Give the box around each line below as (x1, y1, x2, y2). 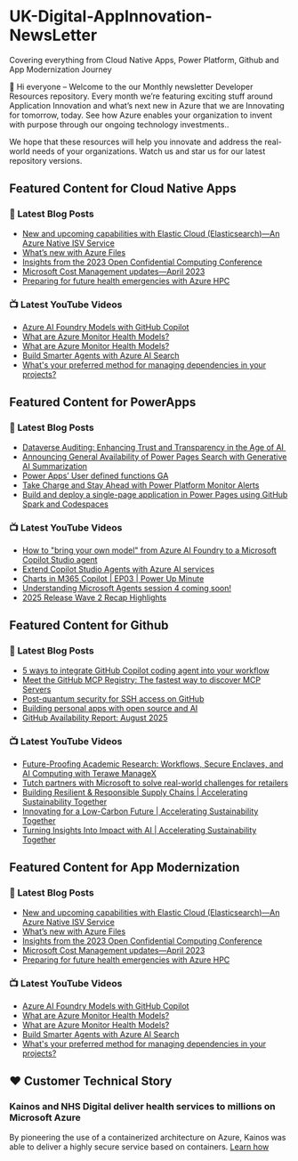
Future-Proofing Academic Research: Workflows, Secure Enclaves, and (21, 759, 284, 769)
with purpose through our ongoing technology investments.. (9, 118, 230, 130)
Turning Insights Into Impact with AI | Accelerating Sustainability (21, 824, 257, 835)
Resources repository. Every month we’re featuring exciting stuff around (9, 91, 273, 101)
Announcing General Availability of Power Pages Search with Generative (21, 451, 287, 462)
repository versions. (9, 155, 83, 166)
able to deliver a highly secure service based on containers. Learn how (9, 1141, 270, 1152)
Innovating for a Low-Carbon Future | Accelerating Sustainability (21, 806, 259, 816)
